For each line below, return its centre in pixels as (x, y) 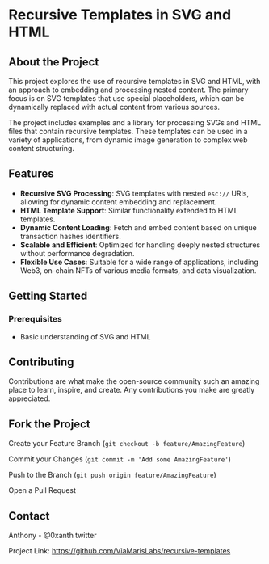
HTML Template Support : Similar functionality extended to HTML (129, 210)
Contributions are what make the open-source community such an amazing (134, 381)
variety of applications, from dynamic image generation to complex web (128, 140)
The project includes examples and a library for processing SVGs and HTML (135, 122)
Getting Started (48, 296)
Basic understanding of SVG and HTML (85, 336)
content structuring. (42, 148)
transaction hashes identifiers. (70, 236)
